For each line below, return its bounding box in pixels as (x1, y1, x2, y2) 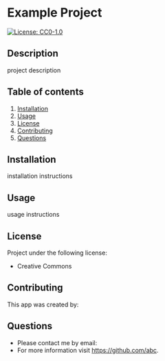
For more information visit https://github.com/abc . (16, 346, 159, 354)
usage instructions (7, 211, 60, 219)
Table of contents (7, 86, 84, 98)
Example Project (7, 5, 102, 21)
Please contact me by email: (16, 338, 98, 347)
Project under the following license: (7, 248, 108, 257)
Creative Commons (16, 262, 72, 270)
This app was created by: (7, 300, 79, 309)
